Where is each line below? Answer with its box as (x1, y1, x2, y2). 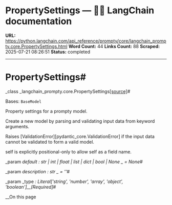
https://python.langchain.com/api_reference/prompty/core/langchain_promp (5, 38, 166, 44)
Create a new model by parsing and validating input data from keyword (5, 118, 155, 124)
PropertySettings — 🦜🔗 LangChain (5, 5, 155, 16)
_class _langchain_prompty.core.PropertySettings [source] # (5, 88, 131, 94)
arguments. (5, 123, 30, 129)
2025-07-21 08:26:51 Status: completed (5, 49, 91, 55)
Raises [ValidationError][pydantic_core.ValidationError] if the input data (5, 133, 155, 140)
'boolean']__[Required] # (5, 184, 56, 190)
